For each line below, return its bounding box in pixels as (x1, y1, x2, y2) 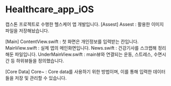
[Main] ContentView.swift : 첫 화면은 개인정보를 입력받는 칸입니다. (5, 38, 139, 45)
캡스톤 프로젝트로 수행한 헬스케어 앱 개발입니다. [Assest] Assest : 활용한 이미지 (5, 21, 164, 27)
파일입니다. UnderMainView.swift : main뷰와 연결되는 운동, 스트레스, (14, 51, 153, 57)
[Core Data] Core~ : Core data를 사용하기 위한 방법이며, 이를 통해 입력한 (5, 68, 152, 75)
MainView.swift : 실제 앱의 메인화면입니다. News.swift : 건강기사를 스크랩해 (5, 45, 157, 51)
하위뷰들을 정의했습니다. (16, 57, 65, 63)
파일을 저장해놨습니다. (5, 27, 50, 34)
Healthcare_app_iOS (5, 4, 94, 15)
